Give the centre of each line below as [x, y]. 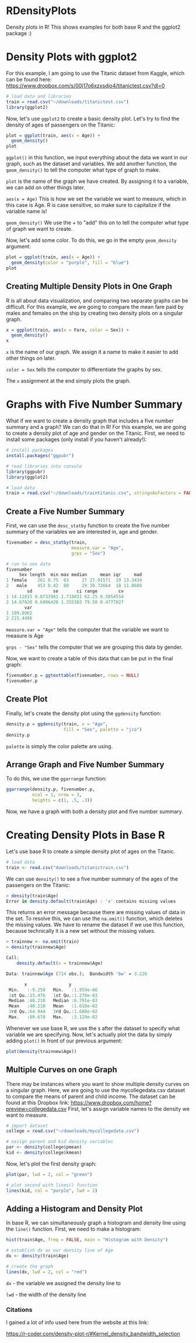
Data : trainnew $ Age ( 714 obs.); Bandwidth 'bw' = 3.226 [77, 974]
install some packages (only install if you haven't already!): [76, 439]
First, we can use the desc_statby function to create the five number [88, 526]
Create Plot [27, 699]
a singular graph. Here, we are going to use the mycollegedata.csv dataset [96, 1090]
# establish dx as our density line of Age [60, 1250]
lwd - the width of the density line [46, 1294]
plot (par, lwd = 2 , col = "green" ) [49, 1174]
